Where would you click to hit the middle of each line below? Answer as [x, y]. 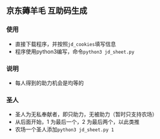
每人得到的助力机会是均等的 [49, 83]
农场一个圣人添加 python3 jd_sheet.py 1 [64, 129]
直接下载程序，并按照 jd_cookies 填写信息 [65, 44]
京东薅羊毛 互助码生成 [47, 11]
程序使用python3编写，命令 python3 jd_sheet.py [75, 51]
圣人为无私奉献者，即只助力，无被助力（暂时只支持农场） [86, 114]
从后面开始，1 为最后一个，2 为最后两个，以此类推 [77, 122]
